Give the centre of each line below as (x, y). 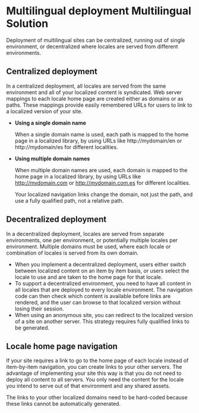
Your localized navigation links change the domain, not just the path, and (104, 194)
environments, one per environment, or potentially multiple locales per (92, 240)
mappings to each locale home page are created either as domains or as (95, 98)
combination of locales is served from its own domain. (72, 253)
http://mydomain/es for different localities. (66, 147)
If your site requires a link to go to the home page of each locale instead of (97, 361)
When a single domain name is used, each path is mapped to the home (102, 134)
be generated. (32, 327)
